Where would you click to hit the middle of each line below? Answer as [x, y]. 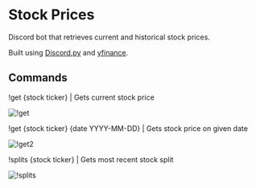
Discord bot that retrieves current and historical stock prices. [109, 37]
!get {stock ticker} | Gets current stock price [81, 97]
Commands [38, 78]
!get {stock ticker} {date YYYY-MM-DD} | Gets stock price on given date [128, 128]
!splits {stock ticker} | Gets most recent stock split [91, 159]
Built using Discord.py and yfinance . [68, 52]
